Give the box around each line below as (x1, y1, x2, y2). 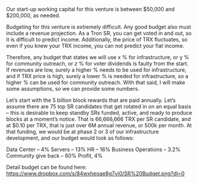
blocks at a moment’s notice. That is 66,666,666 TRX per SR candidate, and (6, 115, 191, 123)
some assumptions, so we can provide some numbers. (6, 85, 140, 92)
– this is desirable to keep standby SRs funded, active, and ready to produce (6, 110, 193, 116)
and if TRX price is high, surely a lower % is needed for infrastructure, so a (6, 73, 189, 79)
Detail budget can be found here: (6, 163, 87, 171)
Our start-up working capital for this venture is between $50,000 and (6, 6, 175, 12)
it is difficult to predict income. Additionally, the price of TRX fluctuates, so (6, 36, 188, 43)
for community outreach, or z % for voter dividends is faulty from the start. (6, 60, 189, 67)
